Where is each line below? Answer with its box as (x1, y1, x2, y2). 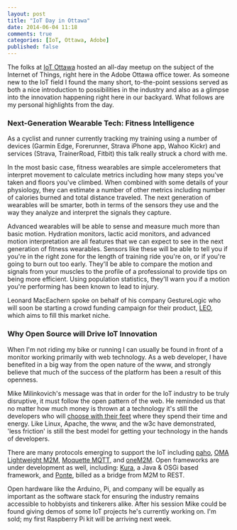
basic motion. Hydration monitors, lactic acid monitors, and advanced (7, 230, 211, 238)
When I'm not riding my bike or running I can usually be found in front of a (7, 345, 224, 353)
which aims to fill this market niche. (7, 311, 111, 320)
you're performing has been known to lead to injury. (7, 282, 159, 291)
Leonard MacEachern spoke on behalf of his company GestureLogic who (7, 296, 221, 305)
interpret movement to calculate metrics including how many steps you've (7, 171, 224, 180)
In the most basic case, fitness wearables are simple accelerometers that (7, 163, 221, 172)
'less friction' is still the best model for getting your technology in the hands (7, 426, 228, 435)
